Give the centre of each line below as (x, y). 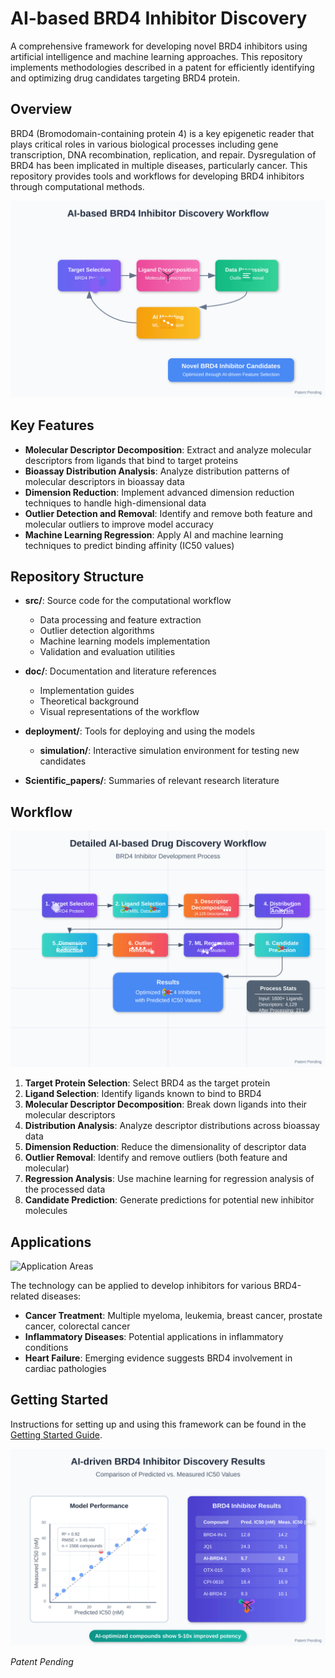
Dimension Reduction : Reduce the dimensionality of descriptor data (165, 1147)
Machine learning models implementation (125, 641)
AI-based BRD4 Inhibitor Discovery (159, 18)
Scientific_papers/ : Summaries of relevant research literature (152, 781)
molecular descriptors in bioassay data (104, 481)
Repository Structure (77, 576)
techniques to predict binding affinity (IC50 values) (129, 545)
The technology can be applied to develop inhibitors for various (141, 1285)
